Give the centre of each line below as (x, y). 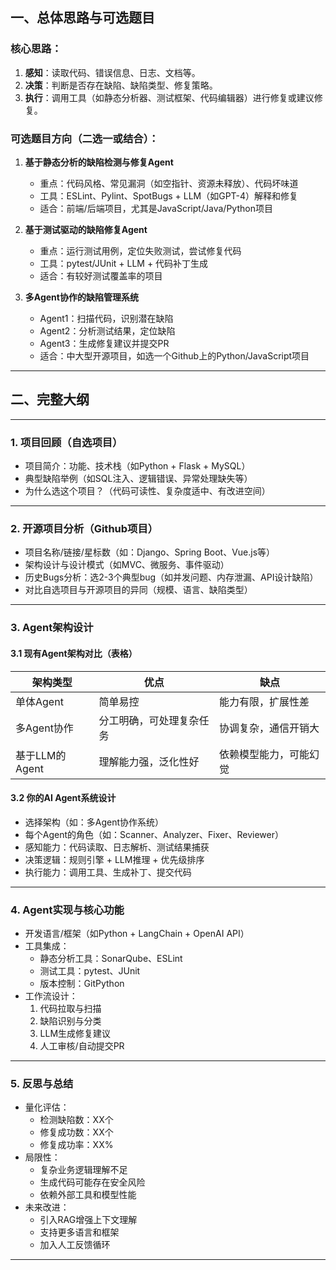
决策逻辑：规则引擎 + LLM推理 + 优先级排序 (114, 859)
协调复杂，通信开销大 (269, 728)
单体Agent (39, 701)
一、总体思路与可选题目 (82, 18)
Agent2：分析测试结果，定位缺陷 (107, 330)
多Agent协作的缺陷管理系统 (81, 297)
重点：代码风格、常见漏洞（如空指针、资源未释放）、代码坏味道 (169, 183)
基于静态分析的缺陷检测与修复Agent (99, 162)
